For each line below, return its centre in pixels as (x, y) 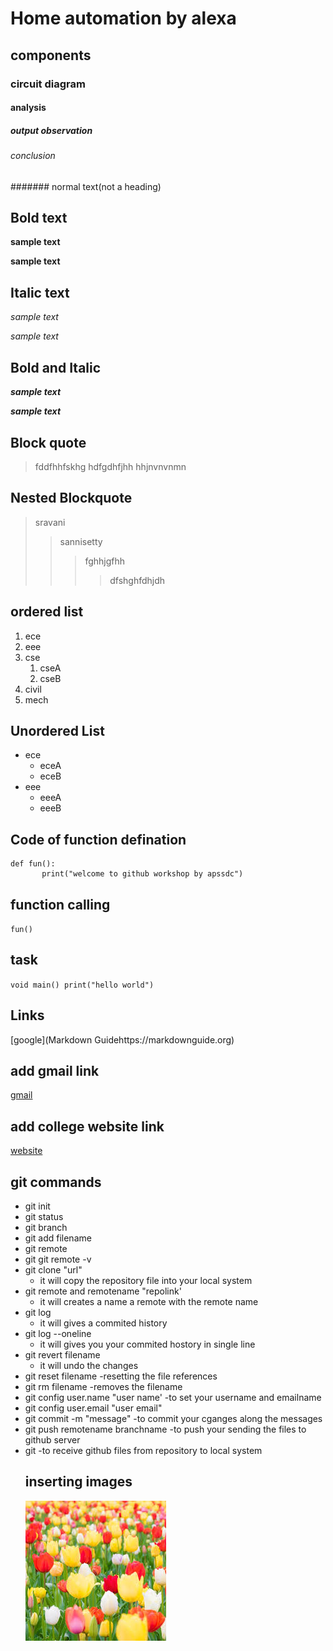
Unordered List (57, 730)
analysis (28, 108)
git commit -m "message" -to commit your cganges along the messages (173, 1419)
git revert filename (62, 1355)
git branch (46, 1228)
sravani (50, 522)
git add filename (58, 1238)
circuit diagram (48, 84)
